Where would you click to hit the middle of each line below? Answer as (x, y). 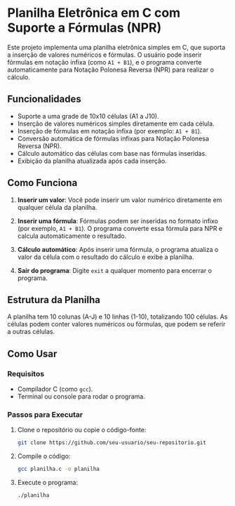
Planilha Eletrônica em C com (94, 13)
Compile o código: (44, 456)
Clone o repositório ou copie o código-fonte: (82, 430)
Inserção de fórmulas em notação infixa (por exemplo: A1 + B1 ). (109, 131)
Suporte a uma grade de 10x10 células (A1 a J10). (88, 116)
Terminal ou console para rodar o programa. (81, 397)
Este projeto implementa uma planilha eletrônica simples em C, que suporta (116, 47)
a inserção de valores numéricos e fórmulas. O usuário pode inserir (105, 55)
